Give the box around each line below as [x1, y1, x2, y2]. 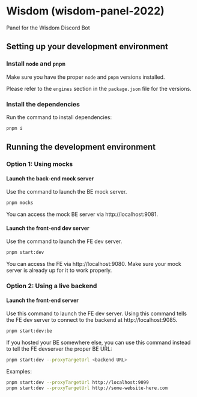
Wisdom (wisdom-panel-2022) [6, 4, 165, 18]
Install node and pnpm [6, 60, 65, 68]
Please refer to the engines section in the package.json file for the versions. [6, 85, 192, 92]
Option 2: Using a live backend [6, 282, 97, 290]
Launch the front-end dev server [6, 224, 90, 232]
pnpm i [6, 125, 23, 131]
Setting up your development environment [6, 42, 168, 52]
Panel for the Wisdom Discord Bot [6, 24, 90, 31]
